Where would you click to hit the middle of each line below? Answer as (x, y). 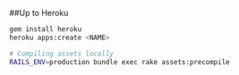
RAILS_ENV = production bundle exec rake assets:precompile (119, 62)
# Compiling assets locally (62, 54)
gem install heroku (46, 29)
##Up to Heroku (39, 13)
